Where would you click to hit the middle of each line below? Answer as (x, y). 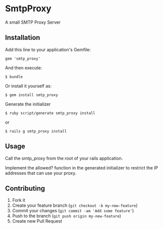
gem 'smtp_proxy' (23, 59)
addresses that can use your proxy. (41, 173)
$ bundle (14, 77)
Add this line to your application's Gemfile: (48, 49)
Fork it (19, 200)
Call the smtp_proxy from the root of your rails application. (64, 158)
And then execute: (24, 67)
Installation (23, 38)
